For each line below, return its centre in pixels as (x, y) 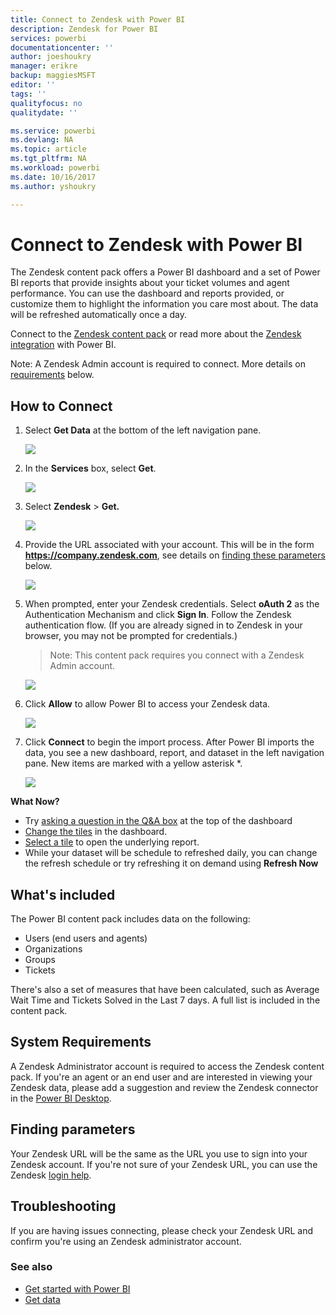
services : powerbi (48, 38)
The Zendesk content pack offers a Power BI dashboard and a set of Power (165, 272)
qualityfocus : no (46, 103)
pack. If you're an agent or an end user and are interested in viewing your (161, 1077)
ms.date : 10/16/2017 (53, 177)
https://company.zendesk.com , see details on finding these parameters (175, 555)
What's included (63, 894)
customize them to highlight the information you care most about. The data (164, 304)
